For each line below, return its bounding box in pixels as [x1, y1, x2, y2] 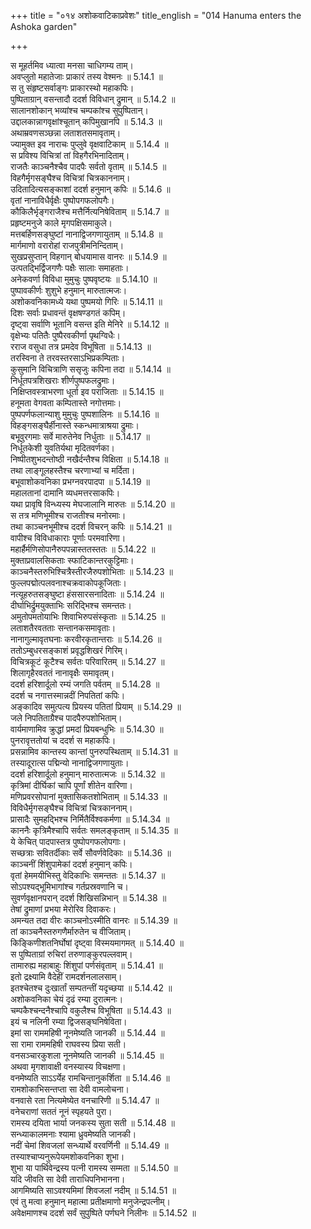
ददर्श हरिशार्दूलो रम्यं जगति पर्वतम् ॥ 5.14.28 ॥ [10, 678, 160, 690]
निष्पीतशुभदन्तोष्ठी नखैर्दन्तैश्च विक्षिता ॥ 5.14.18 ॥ [10, 453, 169, 465]
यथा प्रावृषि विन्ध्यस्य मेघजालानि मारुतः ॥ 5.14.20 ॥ [10, 498, 175, 510]
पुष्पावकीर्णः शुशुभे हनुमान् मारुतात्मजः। [10, 285, 128, 296]
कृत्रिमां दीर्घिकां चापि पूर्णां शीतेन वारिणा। [10, 780, 133, 791]
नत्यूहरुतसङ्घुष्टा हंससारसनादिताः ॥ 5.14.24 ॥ [10, 588, 165, 600]
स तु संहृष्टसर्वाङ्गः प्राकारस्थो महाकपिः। [10, 82, 135, 94]
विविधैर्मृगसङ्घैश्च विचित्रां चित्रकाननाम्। [10, 802, 133, 814]
